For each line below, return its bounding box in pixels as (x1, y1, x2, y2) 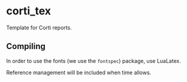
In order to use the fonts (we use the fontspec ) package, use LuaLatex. (6, 57, 181, 64)
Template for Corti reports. (6, 24, 72, 31)
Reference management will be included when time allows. (6, 69, 152, 76)
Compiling (6, 41, 46, 51)
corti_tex (6, 4, 52, 18)
